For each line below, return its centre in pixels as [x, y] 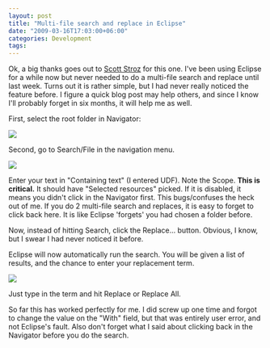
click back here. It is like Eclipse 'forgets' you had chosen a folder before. [131, 215]
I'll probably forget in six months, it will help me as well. [100, 103]
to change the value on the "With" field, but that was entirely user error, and [135, 318]
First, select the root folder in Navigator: [75, 119]
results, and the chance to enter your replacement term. [101, 263]
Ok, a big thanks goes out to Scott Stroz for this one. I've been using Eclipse [135, 69]
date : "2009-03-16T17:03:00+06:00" [68, 31]
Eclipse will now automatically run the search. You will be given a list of [127, 254]
